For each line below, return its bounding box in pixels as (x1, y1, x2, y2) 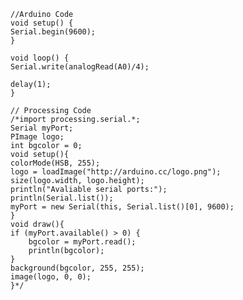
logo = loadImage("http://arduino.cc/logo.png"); (10, 167, 222, 177)
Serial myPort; (10, 123, 74, 133)
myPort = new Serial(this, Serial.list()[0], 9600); (10, 202, 235, 212)
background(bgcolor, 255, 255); (10, 263, 145, 273)
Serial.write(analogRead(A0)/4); (10, 62, 150, 72)
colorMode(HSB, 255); (10, 158, 101, 168)
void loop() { (10, 53, 70, 63)
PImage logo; (10, 132, 65, 142)
